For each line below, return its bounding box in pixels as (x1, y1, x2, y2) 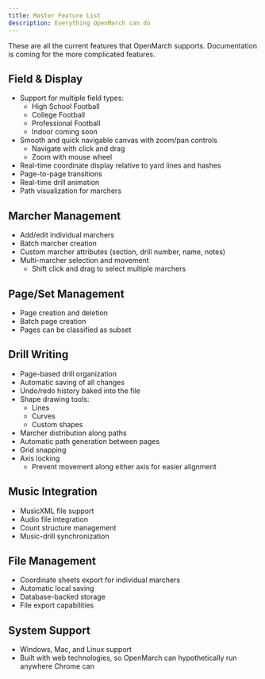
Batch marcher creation (19, 239, 98, 249)
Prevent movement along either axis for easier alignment (31, 461, 217, 471)
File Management (8, 554, 97, 568)
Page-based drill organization (19, 368, 117, 378)
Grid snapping (19, 445, 67, 454)
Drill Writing (8, 348, 69, 361)
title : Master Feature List (8, 11, 102, 20)
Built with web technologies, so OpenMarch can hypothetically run (19, 653, 237, 663)
